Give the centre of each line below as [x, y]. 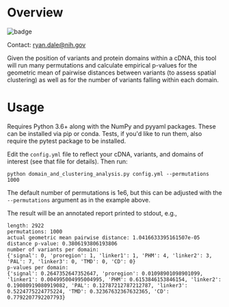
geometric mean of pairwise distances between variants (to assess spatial [112, 72]
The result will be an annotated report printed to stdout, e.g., [92, 213]
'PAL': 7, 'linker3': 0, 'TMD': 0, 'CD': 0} [71, 261]
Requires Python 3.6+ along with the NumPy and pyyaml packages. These [112, 126]
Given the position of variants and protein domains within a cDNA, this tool [112, 58]
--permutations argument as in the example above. [79, 200]
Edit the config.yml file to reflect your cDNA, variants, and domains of [105, 154]
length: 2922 [26, 226]
